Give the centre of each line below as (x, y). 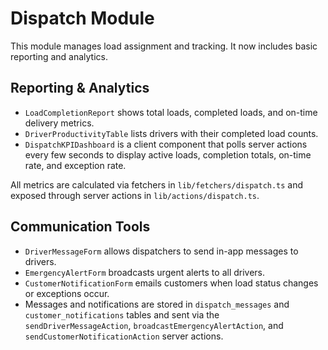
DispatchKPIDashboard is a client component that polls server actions (166, 144)
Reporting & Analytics (80, 88)
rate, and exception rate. (75, 165)
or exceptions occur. (67, 293)
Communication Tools (80, 227)
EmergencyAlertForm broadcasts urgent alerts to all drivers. (145, 272)
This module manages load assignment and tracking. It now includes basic (164, 46)
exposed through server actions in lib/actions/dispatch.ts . (135, 195)
